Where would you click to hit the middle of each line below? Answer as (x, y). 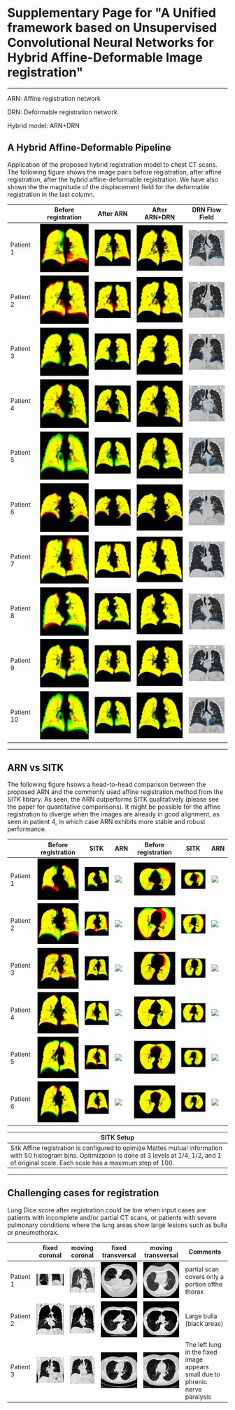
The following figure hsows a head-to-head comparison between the (107, 785)
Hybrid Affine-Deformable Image (105, 58)
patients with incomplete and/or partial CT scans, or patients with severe (112, 1217)
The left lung (203, 1345)
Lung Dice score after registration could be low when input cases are (107, 1210)
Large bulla (201, 1316)
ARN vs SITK (36, 768)
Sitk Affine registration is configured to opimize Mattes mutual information (116, 1148)
